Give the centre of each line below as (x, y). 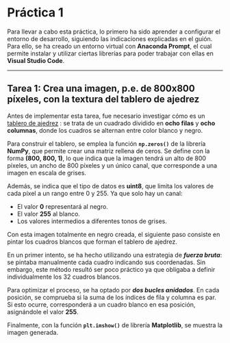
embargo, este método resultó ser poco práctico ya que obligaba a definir (111, 269)
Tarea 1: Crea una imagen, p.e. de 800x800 (101, 89)
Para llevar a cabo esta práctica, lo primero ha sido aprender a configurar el (114, 31)
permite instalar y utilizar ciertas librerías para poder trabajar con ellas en (110, 53)
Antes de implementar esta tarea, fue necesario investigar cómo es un (106, 116)
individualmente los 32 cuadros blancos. (64, 277)
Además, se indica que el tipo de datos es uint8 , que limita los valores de (111, 186)
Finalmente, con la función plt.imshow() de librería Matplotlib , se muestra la (115, 325)
